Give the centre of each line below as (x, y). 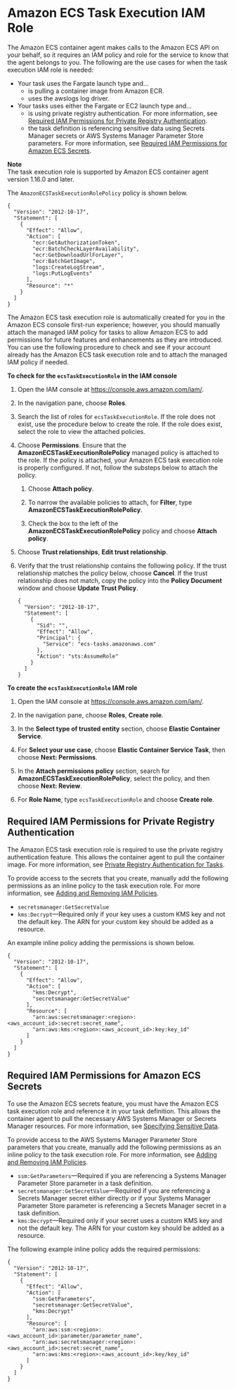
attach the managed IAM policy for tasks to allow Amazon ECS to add (108, 332)
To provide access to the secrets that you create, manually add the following (118, 878)
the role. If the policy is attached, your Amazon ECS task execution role (120, 460)
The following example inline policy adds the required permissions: (104, 1249)
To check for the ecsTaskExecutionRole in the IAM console (92, 376)
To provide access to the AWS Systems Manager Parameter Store (103, 1139)
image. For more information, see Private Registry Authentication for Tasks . (116, 864)
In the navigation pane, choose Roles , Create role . (90, 715)
